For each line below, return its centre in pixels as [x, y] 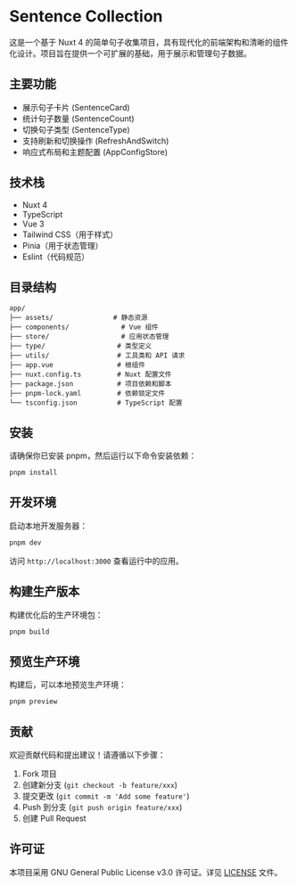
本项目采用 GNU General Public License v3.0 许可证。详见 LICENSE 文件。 [146, 872]
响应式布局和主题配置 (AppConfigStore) [95, 152]
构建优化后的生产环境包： [56, 615]
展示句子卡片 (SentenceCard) [76, 107]
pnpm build [29, 632]
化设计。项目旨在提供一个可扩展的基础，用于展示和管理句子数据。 [130, 53]
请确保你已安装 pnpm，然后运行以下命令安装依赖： [103, 455]
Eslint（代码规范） [56, 257]
